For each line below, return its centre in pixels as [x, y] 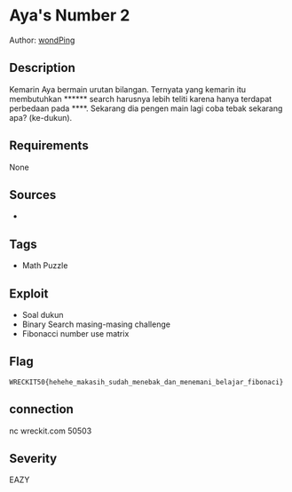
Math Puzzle [45, 266]
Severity [33, 459]
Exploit [29, 294]
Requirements [49, 146]
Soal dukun [43, 315]
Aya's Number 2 [70, 16]
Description [42, 68]
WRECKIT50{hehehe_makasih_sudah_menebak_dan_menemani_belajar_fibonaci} [146, 382]
